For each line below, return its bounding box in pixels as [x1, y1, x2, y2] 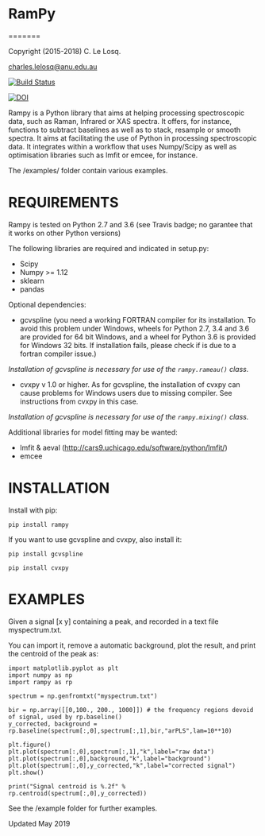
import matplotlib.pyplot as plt [8, 664, 119, 672]
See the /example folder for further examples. [8, 803, 158, 813]
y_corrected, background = [8, 720, 98, 728]
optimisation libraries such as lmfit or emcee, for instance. [8, 150, 198, 160]
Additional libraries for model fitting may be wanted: [8, 427, 179, 437]
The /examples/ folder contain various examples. [8, 165, 168, 175]
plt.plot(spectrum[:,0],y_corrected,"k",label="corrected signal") [8, 761, 236, 769]
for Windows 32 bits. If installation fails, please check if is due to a [19, 340, 236, 350]
